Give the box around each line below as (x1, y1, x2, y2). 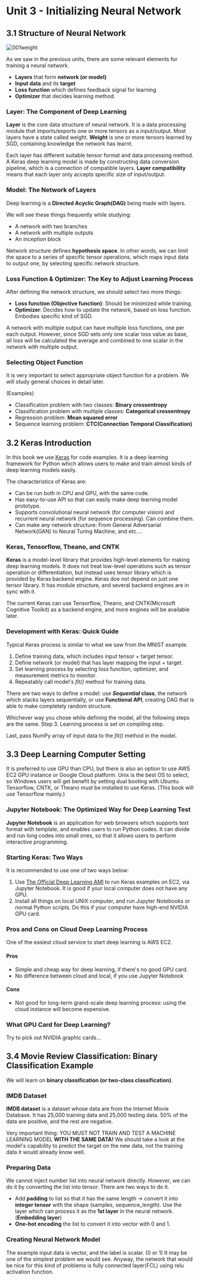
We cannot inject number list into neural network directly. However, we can (6, 1177, 191, 1184)
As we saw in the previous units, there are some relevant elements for (6, 56, 178, 62)
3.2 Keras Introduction (6, 438, 91, 448)
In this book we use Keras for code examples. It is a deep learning (6, 454, 168, 460)
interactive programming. (6, 838, 69, 845)
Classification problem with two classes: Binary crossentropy (14, 401, 167, 408)
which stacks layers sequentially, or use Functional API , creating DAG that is (6, 696, 195, 703)
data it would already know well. (6, 1148, 85, 1156)
